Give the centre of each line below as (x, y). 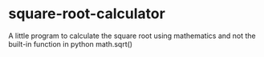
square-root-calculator (87, 14)
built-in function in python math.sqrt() (71, 44)
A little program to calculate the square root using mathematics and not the (132, 36)
